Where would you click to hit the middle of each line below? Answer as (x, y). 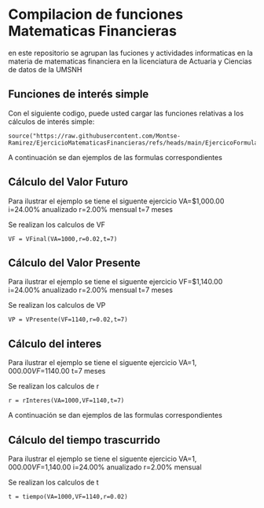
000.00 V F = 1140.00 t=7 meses (57, 371)
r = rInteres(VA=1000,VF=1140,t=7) (66, 401)
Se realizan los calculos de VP (57, 305)
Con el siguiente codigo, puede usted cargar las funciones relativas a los (126, 113)
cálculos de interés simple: (51, 121)
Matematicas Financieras (92, 31)
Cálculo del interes (55, 344)
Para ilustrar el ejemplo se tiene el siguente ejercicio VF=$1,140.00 (115, 282)
